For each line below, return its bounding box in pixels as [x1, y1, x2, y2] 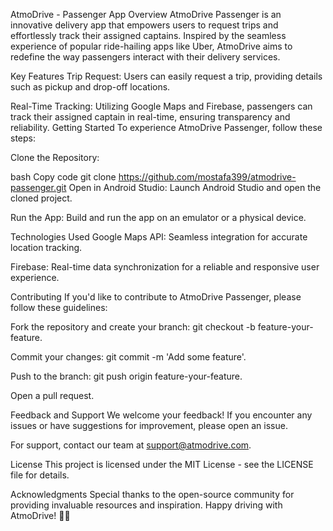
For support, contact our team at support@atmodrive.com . [10, 439, 252, 451]
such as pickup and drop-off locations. [10, 81, 171, 93]
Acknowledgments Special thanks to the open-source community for [10, 489, 295, 500]
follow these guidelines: [10, 302, 108, 313]
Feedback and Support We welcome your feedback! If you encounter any [10, 409, 313, 421]
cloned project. [10, 192, 73, 204]
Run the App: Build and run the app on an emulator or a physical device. [10, 212, 307, 223]
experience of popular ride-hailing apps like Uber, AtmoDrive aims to [10, 40, 293, 52]
